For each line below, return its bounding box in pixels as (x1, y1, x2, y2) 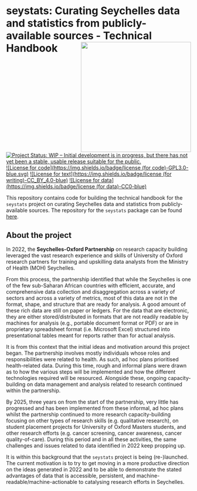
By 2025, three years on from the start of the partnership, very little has (6, 398, 179, 405)
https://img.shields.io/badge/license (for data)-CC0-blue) (8, 183, 147, 190)
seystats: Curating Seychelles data (6, 4, 180, 18)
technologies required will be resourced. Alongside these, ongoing (6, 375, 167, 381)
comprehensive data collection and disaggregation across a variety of (6, 288, 175, 295)
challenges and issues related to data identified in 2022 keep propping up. (6, 442, 186, 449)
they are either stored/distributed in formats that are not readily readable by (6, 313, 189, 320)
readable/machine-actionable (6, 479, 77, 485)
